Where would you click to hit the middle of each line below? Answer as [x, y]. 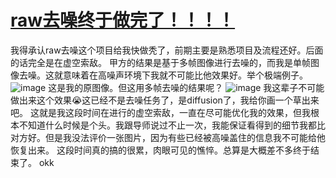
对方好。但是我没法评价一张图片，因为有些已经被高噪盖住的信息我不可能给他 [168, 137]
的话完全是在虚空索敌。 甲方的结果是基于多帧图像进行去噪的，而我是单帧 [160, 62]
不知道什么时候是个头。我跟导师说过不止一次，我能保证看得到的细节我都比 [172, 125]
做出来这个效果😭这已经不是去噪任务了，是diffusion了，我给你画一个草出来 [165, 100]
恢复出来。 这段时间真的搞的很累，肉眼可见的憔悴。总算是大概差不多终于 [160, 150]
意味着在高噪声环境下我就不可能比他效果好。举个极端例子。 [185, 75]
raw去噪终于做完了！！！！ [123, 20]
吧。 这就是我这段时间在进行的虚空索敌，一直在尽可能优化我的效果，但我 [160, 112]
